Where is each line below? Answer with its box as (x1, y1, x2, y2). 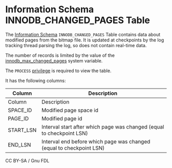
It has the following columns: (5, 77, 66, 83)
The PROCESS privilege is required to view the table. (5, 68, 112, 74)
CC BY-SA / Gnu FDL (5, 157, 50, 163)
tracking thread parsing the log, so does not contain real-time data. (5, 42, 147, 48)
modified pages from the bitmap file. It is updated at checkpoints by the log (5, 37, 164, 43)
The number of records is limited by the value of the (5, 52, 115, 58)
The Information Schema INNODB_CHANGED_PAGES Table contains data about (5, 31, 161, 37)
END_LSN (8, 141, 31, 148)
